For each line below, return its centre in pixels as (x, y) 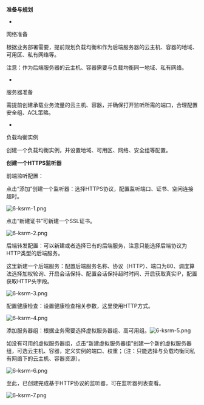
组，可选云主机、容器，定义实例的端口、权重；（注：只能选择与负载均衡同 (98, 351)
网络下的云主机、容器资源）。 (47, 358)
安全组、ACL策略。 (30, 112)
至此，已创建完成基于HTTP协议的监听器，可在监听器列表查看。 (85, 383)
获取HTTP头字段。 (29, 281)
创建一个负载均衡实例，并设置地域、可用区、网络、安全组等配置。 (89, 150)
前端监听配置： (25, 176)
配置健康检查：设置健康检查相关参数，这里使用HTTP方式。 (80, 306)
